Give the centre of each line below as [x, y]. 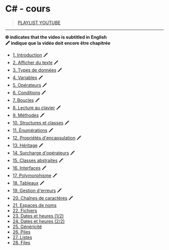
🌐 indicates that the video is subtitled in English [56, 37]
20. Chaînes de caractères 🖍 [43, 198]
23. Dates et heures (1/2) [38, 216]
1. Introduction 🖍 [30, 55]
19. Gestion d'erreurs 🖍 [37, 190]
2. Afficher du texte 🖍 [35, 62]
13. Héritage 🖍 [28, 145]
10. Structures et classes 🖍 [41, 122]
